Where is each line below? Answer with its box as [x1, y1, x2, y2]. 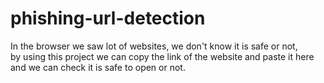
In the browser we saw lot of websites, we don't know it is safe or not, [10, 40, 298, 52]
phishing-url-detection [10, 7, 206, 30]
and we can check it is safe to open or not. [10, 61, 186, 73]
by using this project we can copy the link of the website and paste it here [10, 50, 315, 62]
